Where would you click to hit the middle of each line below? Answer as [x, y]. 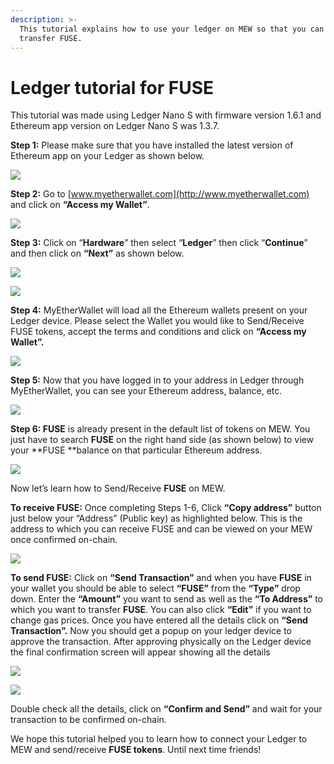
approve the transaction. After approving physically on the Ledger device [161, 642]
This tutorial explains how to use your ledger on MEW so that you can [172, 29]
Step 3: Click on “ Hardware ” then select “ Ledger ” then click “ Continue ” [159, 243]
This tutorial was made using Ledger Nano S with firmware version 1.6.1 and [166, 115]
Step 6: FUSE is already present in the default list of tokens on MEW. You [160, 429]
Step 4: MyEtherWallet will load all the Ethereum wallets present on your [159, 310]
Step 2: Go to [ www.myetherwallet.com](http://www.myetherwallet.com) [160, 194]
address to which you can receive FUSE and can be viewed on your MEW [161, 529]
